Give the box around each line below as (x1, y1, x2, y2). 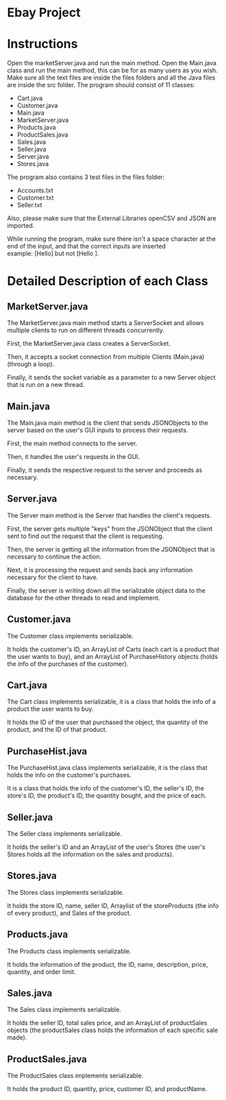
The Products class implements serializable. (7, 947, 131, 955)
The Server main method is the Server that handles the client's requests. (7, 511, 212, 519)
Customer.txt (16, 194, 54, 202)
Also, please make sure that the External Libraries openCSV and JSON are (7, 214, 217, 222)
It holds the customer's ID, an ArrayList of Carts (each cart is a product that (7, 645, 220, 653)
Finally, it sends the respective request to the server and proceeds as (7, 465, 203, 474)
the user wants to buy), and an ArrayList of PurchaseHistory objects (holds (7, 652, 218, 660)
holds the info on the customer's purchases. (7, 771, 131, 780)
